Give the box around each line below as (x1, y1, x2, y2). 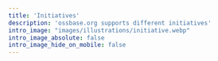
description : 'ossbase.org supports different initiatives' (8, 19, 212, 27)
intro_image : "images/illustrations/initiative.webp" (8, 26, 191, 34)
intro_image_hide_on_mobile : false (8, 41, 127, 49)
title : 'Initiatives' (8, 11, 80, 20)
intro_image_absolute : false (8, 33, 105, 42)
